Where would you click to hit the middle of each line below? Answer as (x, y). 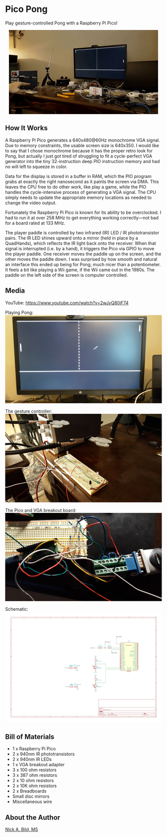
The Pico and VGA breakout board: (41, 510)
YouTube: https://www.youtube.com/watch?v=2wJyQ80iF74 (67, 303)
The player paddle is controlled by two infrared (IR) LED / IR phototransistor (82, 232)
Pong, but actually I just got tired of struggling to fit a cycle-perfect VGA (79, 156)
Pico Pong (27, 9)
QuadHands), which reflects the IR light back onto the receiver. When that (81, 243)
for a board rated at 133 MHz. (35, 223)
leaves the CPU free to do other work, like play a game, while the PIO (76, 187)
